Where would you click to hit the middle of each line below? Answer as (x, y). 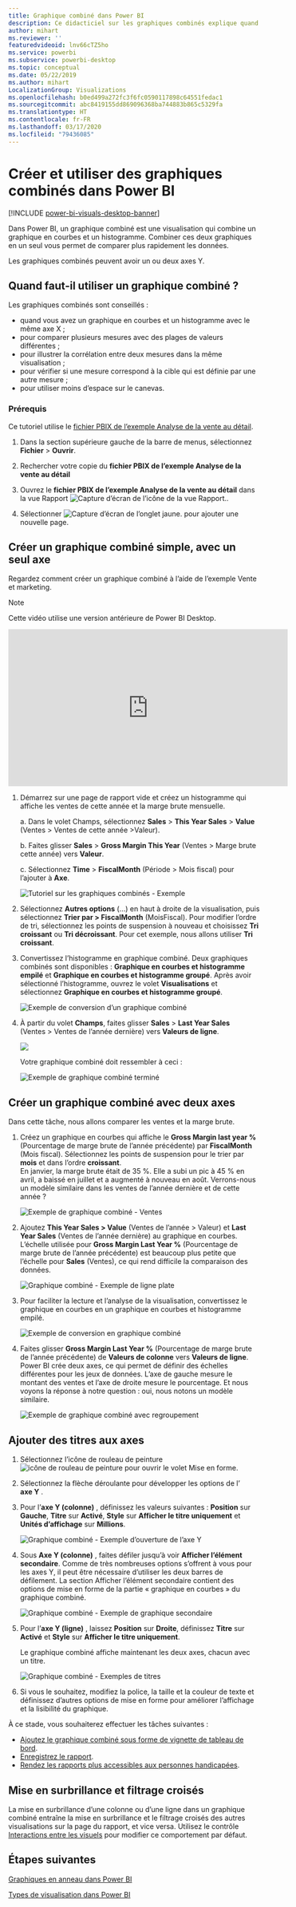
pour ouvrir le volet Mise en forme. (182, 1468)
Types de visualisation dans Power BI (69, 1894)
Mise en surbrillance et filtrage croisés (107, 1790)
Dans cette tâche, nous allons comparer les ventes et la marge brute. (122, 1122)
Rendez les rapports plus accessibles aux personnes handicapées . (130, 1765)
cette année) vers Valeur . (62, 854)
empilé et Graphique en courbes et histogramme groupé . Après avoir (136, 975)
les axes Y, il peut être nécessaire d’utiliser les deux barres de (121, 1572)
